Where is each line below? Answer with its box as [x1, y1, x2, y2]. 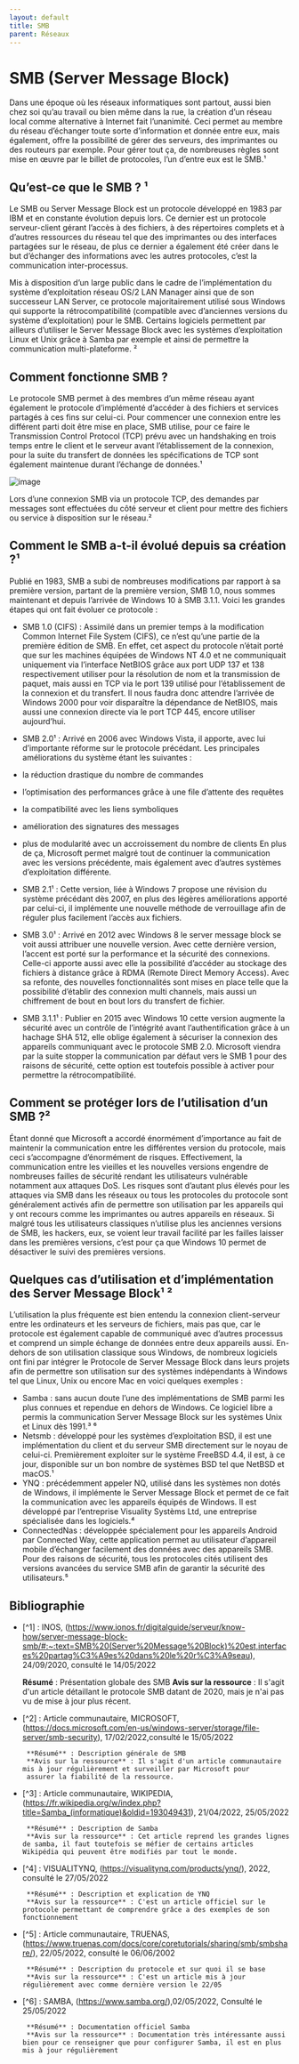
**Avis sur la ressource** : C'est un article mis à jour [26, 1972, 246, 1982]
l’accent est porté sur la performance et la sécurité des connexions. [21, 948, 271, 959]
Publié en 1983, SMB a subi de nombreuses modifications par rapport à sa [9, 576, 281, 586]
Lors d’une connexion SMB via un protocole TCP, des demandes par [9, 493, 260, 504]
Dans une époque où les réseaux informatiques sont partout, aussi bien [9, 97, 271, 108]
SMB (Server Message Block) [9, 68, 230, 88]
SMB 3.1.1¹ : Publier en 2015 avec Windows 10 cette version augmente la [21, 1012, 286, 1023]
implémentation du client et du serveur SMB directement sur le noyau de [21, 1440, 288, 1451]
